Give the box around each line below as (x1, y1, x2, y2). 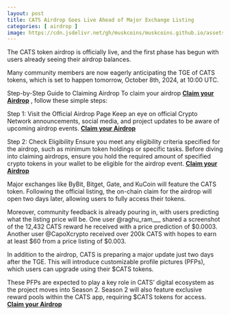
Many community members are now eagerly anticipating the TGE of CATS (7, 69, 216, 77)
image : (7, 29, 26, 36)
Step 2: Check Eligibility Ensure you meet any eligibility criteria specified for (7, 138, 220, 146)
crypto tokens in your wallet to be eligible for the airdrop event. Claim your (7, 159, 218, 168)
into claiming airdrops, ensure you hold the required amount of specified (7, 152, 211, 161)
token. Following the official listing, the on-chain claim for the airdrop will (7, 187, 212, 196)
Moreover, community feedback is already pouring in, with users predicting (7, 208, 219, 216)
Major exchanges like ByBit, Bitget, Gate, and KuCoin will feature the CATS (7, 180, 217, 189)
